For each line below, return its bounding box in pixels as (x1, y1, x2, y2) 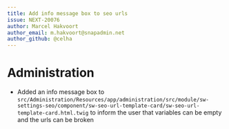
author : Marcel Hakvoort (7, 23, 79, 30)
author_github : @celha (7, 36, 72, 43)
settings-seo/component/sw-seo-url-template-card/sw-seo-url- (17, 102, 200, 110)
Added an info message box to (17, 88, 105, 96)
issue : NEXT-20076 (7, 16, 60, 23)
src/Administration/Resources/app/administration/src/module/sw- (17, 97, 209, 104)
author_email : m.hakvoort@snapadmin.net (7, 29, 126, 36)
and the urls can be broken (17, 116, 94, 124)
